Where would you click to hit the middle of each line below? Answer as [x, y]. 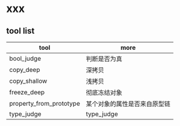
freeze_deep [27, 92]
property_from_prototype [45, 103]
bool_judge [25, 58]
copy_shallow [28, 81]
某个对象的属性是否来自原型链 [128, 104]
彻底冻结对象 [104, 93]
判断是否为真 [104, 59]
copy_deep [25, 70]
